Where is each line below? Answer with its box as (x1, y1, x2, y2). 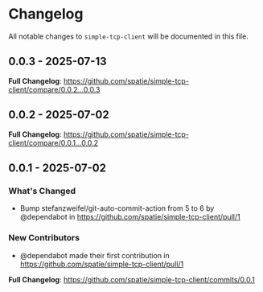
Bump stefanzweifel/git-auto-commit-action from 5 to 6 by (19, 204, 215, 213)
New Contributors (8, 232, 80, 244)
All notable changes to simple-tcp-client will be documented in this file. (8, 31, 249, 41)
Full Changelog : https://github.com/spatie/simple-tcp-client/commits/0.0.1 (8, 274, 256, 284)
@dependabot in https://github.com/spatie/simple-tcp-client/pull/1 (19, 212, 240, 222)
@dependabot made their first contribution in (19, 250, 171, 260)
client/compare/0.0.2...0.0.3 (8, 84, 101, 94)
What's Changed (8, 185, 76, 196)
